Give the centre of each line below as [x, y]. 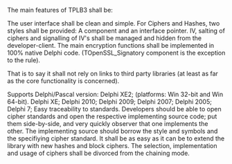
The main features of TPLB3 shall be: [60, 10]
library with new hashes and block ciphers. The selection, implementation [112, 146]
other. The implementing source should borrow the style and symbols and [113, 131]
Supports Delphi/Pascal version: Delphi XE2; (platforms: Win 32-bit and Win [115, 94]
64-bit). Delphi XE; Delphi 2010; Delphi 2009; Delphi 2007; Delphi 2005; [110, 102]
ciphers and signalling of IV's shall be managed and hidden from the [105, 38]
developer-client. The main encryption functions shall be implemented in [111, 45]
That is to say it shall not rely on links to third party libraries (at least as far [113, 73]
